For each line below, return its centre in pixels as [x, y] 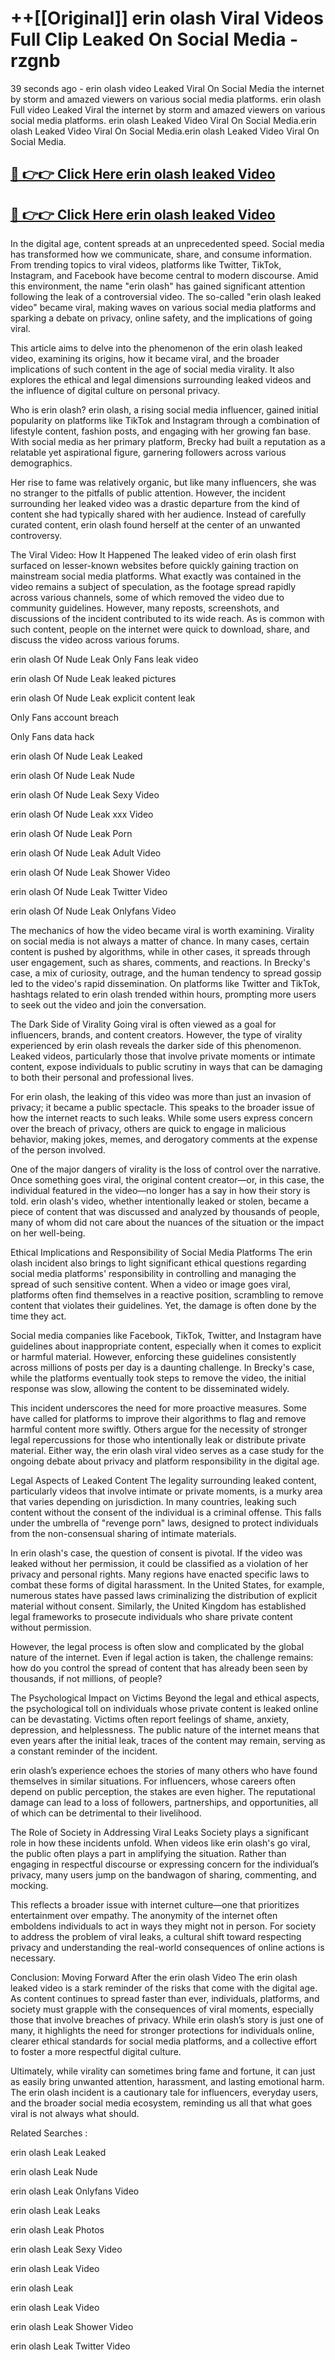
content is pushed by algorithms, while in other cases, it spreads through [160, 952]
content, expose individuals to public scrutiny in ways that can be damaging [166, 1067]
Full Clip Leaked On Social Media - [154, 39]
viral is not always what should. [75, 2114]
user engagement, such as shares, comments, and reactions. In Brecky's [160, 963]
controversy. [36, 536]
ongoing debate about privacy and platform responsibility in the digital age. [165, 1461]
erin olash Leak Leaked [58, 2153]
